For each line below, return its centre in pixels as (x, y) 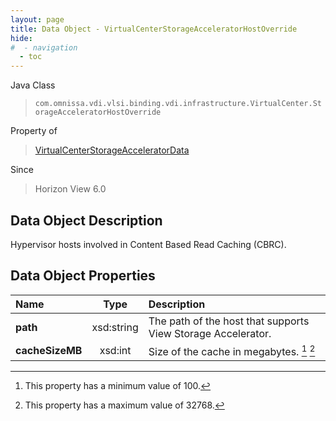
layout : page (37, 19)
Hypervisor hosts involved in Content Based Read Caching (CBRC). (148, 244)
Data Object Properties (83, 276)
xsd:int (115, 351)
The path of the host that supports (229, 321)
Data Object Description (86, 220)
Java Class (33, 85)
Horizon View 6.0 (70, 189)
